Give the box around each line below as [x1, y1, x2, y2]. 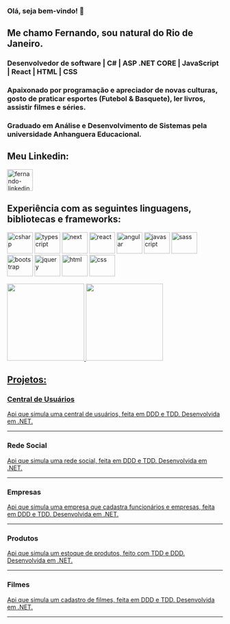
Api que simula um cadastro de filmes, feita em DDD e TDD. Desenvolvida [7, 595, 215, 603]
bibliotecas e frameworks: [7, 214, 121, 225]
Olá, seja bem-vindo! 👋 [7, 6, 84, 16]
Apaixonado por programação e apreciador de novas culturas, [7, 86, 218, 95]
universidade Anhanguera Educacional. [7, 129, 142, 139]
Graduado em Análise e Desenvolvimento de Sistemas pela [7, 121, 207, 131]
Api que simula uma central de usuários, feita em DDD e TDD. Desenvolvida [7, 410, 220, 419]
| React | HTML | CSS [7, 67, 78, 77]
